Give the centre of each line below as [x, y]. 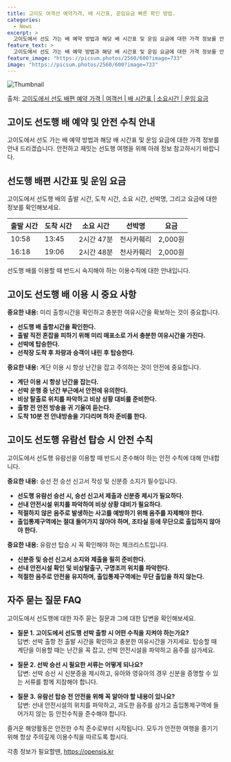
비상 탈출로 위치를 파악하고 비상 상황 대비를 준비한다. [87, 399]
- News [23, 26]
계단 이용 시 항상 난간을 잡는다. [58, 382]
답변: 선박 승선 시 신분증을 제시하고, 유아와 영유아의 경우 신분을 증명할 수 [114, 673]
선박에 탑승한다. [38, 344]
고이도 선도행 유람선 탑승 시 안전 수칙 [80, 440]
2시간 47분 [96, 239]
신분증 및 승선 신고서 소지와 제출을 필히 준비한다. [81, 559]
